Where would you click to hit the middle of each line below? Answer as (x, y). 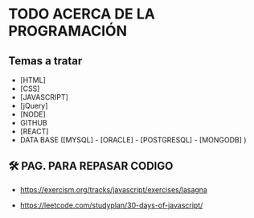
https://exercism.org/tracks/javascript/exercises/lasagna (113, 189)
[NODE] (33, 114)
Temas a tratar (45, 61)
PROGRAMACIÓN (68, 31)
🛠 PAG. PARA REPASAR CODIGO (91, 166)
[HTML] (33, 80)
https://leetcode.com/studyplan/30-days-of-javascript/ (111, 205)
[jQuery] (34, 106)
